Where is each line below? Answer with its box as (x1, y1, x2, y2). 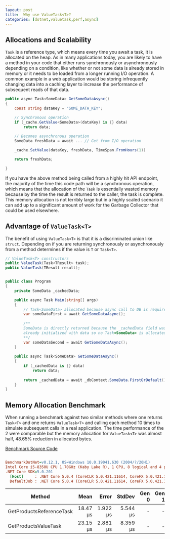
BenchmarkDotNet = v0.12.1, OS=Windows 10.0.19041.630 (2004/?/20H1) (5, 460, 151, 465)
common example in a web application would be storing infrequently (5, 76, 148, 82)
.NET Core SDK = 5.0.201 (5, 469, 53, 474)
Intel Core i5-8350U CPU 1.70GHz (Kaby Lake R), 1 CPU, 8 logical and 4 (5, 464, 162, 470)
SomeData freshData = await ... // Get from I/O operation (14, 139, 142, 144)
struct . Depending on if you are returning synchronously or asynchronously (5, 241, 164, 247)
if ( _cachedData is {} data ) (23, 363, 85, 368)
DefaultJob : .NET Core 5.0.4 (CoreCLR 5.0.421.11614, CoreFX (10, 479, 144, 484)
